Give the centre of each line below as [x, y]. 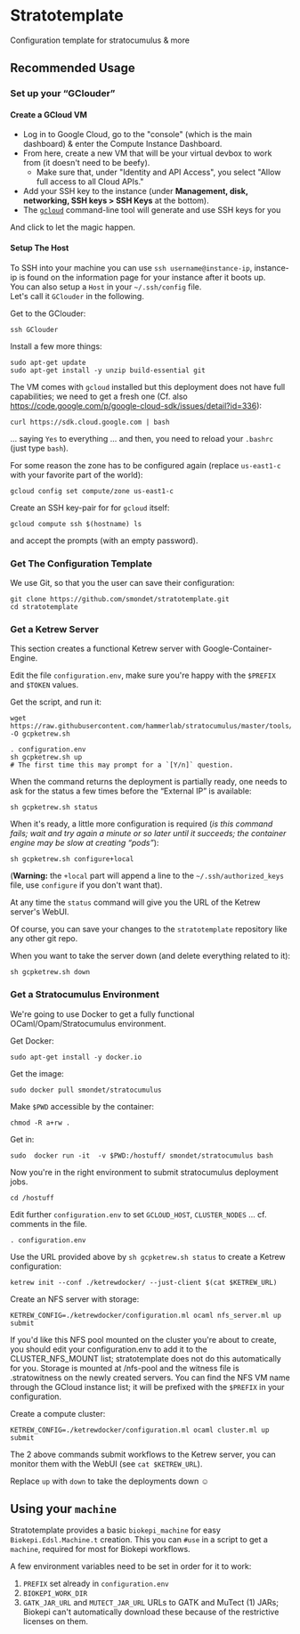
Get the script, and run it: [56, 702]
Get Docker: [32, 1041]
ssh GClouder [34, 329]
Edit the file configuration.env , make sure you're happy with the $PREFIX [143, 675]
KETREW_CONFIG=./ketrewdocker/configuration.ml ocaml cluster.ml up [140, 1430]
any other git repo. [44, 939]
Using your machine [64, 1509]
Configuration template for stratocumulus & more [100, 40]
